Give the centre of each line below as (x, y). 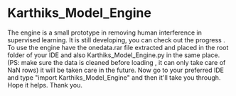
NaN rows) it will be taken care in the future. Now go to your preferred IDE (116, 70)
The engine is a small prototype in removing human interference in (105, 32)
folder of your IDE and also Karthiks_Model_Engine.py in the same (104, 55)
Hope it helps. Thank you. (45, 85)
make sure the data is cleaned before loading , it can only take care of (123, 62)
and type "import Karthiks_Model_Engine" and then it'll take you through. (114, 77)
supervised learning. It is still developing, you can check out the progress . (116, 40)
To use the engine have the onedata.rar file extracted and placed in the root (118, 47)
